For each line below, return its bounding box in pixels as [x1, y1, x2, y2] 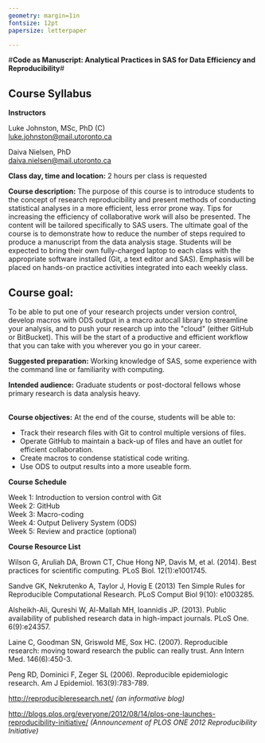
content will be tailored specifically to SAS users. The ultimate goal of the [8, 221, 248, 230]
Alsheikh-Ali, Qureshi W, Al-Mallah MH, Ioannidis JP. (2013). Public [8, 605, 227, 614]
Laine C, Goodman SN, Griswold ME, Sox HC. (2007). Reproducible [8, 638, 228, 647]
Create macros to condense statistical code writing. [19, 453, 189, 463]
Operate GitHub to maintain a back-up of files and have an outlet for [19, 436, 243, 446]
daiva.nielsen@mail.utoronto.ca [8, 156, 111, 166]
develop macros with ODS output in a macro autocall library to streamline [8, 315, 248, 325]
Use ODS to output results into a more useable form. [19, 462, 192, 471]
